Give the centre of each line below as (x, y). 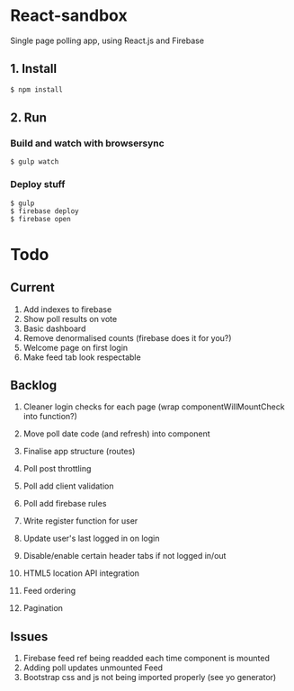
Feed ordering (49, 591)
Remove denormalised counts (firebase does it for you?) (127, 337)
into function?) (50, 417)
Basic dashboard (54, 328)
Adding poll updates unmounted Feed (93, 668)
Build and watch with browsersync (87, 143)
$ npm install (37, 90)
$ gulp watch (35, 162)
